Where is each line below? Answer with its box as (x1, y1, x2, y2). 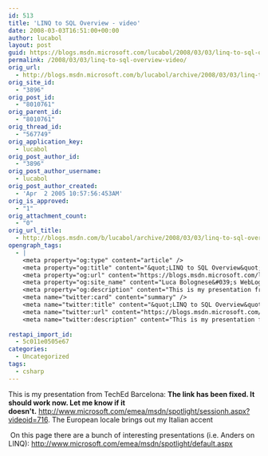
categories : (8, 345, 48, 353)
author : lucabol (8, 33, 62, 42)
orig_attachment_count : (8, 212, 88, 220)
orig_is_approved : (8, 197, 69, 205)
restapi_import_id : (8, 330, 73, 339)
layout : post (8, 41, 52, 49)
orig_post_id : (8, 93, 56, 101)
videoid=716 (8, 415, 49, 424)
